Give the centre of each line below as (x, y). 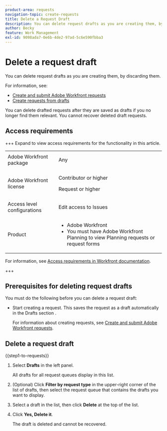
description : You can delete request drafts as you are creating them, (81, 24)
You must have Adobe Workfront (105, 231)
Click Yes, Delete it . (33, 415)
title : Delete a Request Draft (38, 19)
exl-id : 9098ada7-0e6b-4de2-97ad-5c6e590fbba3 (54, 38)
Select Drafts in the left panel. (43, 365)
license (16, 186)
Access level (22, 204)
